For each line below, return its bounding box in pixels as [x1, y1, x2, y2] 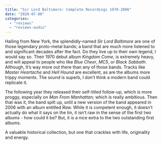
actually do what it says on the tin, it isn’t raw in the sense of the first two [5, 110, 152, 115]
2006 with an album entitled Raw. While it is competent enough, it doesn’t [5, 105, 153, 111]
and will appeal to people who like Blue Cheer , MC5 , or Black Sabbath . [5, 59, 147, 65]
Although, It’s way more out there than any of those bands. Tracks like [5, 64, 145, 70]
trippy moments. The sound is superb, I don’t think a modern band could [5, 75, 150, 81]
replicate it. [5, 80, 28, 85]
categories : [5, 16, 29, 21]
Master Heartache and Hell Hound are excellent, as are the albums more [5, 69, 150, 75]
